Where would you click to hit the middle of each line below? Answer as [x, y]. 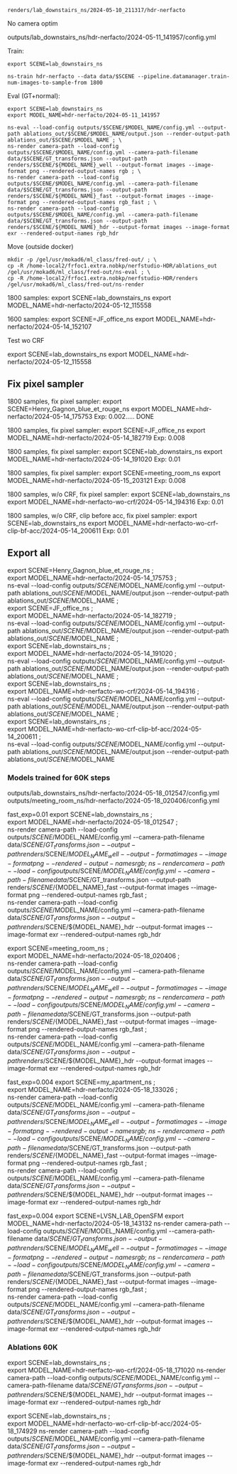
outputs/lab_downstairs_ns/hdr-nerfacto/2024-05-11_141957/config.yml [112, 37]
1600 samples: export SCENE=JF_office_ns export [81, 319]
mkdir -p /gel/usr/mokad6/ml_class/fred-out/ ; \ [82, 260]
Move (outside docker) [40, 246]
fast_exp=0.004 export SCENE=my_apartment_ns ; [82, 1082]
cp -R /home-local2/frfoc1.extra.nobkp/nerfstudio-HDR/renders [103, 278]
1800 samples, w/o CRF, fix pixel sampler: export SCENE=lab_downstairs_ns [119, 494]
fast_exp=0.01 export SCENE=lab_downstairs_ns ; [80, 814]
